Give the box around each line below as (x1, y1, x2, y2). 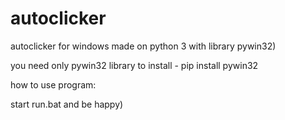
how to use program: (10, 78, 97, 91)
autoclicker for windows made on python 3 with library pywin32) (10, 40, 277, 52)
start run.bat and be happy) (10, 98, 124, 110)
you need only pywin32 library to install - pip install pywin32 (10, 59, 259, 71)
